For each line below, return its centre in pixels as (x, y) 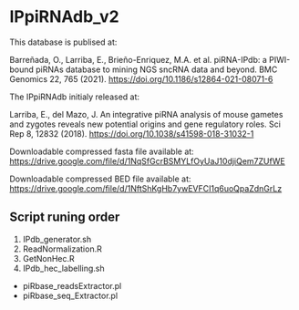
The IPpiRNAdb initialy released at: (74, 97)
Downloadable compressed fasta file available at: (102, 151)
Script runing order (65, 217)
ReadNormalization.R (62, 249)
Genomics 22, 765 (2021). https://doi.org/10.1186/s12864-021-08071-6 (141, 78)
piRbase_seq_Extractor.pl (70, 295)
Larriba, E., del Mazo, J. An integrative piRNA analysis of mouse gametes (146, 114)
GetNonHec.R (48, 258)
